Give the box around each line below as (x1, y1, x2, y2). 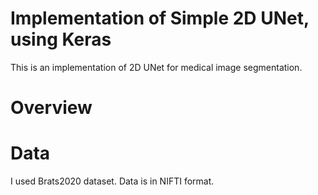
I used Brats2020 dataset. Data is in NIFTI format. (10, 175, 215, 187)
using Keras (10, 28, 112, 51)
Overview (10, 97, 93, 119)
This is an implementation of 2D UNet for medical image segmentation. (10, 61, 303, 73)
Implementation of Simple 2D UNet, (10, 7, 310, 30)
